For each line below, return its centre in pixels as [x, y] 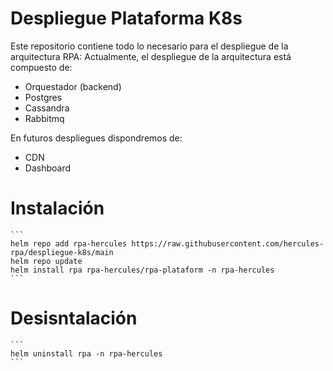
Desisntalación [74, 318]
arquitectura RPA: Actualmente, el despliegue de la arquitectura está [151, 56]
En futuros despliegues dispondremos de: [96, 138]
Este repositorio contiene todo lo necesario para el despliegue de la [149, 46]
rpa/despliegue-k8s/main [62, 252]
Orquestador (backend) [73, 86]
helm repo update [46, 261]
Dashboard [48, 168]
